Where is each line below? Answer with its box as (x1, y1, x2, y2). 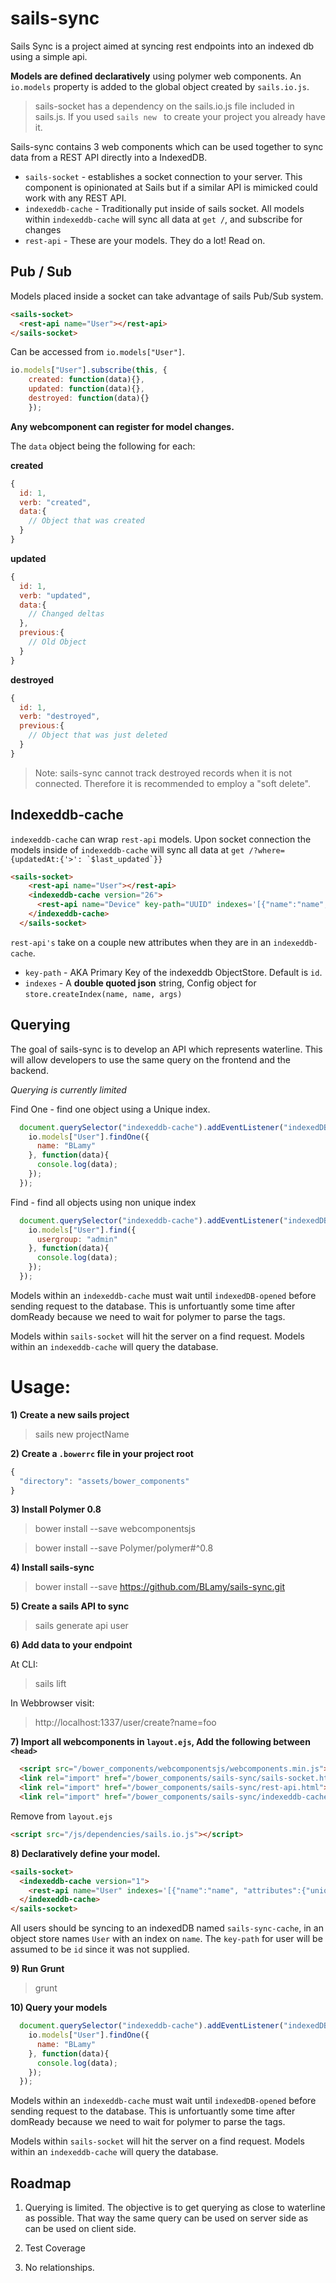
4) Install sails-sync (10, 1562, 95, 1574)
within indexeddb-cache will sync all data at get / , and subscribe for (24, 213, 303, 225)
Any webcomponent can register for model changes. (10, 420, 235, 432)
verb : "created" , (19, 497, 92, 507)
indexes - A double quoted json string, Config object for (24, 977, 257, 989)
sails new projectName (34, 1428, 130, 1440)
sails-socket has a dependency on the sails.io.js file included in (34, 100, 295, 112)
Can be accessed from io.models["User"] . (10, 346, 186, 358)
